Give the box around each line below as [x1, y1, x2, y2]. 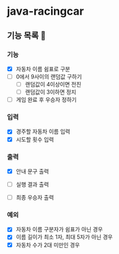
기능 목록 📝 [7, 30, 47, 40]
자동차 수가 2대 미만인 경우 [15, 241, 80, 248]
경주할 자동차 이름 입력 [15, 128, 71, 136]
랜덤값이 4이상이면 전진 [25, 81, 82, 88]
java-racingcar [7, 4, 85, 18]
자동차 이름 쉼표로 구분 [15, 65, 71, 72]
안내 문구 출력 [15, 167, 49, 175]
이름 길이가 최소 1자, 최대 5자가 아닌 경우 [15, 233, 113, 241]
